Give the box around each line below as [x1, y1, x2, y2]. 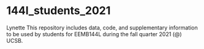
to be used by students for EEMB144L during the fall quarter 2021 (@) [6, 30, 182, 37]
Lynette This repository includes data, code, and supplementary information [6, 24, 198, 31]
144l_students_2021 [6, 4, 111, 18]
